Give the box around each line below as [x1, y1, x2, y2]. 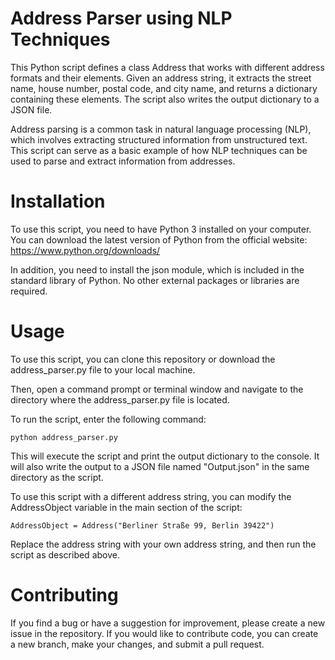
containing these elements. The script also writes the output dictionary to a [10, 93, 320, 105]
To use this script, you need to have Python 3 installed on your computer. [10, 223, 312, 235]
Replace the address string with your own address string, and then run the [10, 538, 317, 550]
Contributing [10, 584, 119, 606]
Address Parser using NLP [10, 7, 233, 30]
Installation [10, 190, 106, 213]
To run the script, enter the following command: [10, 413, 207, 425]
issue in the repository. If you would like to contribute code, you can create [10, 627, 319, 639]
